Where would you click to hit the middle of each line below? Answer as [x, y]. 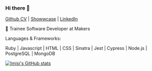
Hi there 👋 [18, 8]
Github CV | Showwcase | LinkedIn [41, 19]
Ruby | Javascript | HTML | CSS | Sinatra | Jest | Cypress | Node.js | [76, 48]
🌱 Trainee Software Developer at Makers [48, 29]
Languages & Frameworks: [33, 39]
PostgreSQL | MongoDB [30, 54]
